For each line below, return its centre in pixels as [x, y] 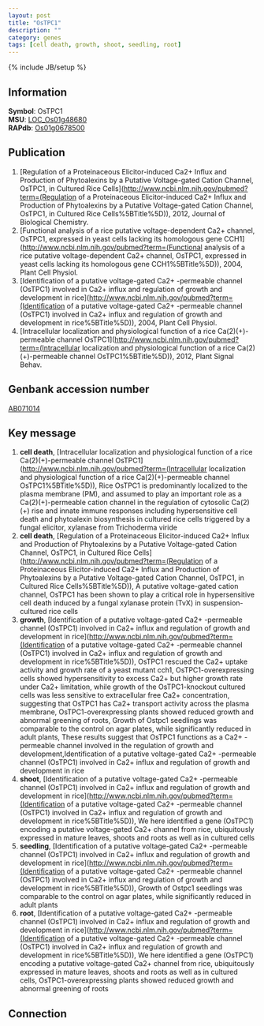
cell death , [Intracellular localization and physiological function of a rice [136, 452]
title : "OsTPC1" [35, 23]
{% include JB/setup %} [47, 67]
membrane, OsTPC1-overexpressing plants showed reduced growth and [137, 712]
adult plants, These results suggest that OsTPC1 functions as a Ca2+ [131, 737]
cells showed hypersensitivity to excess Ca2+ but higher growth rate [131, 679]
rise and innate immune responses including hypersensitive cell [134, 511]
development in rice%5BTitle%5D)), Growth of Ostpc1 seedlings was [131, 888]
